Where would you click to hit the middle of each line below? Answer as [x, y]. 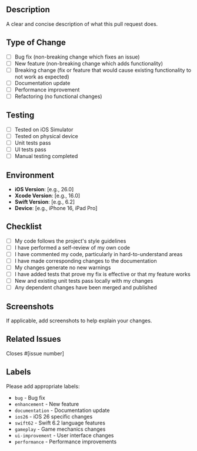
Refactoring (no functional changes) [58, 96]
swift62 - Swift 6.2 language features [60, 423]
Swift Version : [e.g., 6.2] [45, 202]
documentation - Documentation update [62, 410]
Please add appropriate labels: [43, 386]
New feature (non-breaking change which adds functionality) [89, 63]
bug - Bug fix [30, 397]
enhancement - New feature [47, 404]
